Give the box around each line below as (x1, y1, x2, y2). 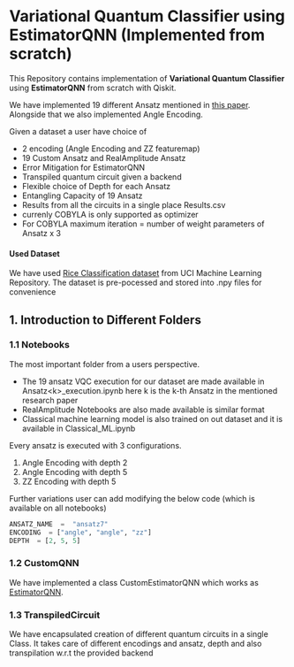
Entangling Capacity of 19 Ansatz (21, 190, 143, 201)
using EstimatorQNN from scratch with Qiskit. (9, 82, 177, 93)
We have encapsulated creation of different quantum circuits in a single (9, 629, 269, 640)
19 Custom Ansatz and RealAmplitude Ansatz (21, 152, 186, 163)
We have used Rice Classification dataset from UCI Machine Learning (9, 268, 262, 279)
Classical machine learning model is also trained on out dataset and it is (21, 413, 283, 424)
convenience (9, 287, 57, 297)
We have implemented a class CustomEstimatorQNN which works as (9, 577, 259, 587)
